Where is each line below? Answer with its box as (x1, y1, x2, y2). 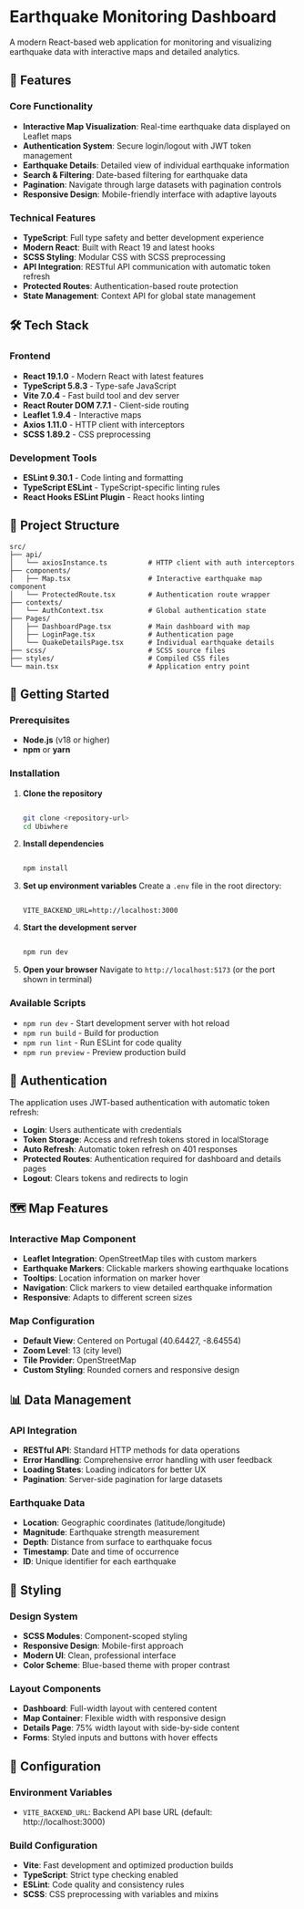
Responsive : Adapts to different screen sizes (22, 1292, 193, 1302)
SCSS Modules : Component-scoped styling (22, 1630, 188, 1641)
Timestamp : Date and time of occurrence (22, 1546, 179, 1557)
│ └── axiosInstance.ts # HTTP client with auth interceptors (9, 558, 296, 567)
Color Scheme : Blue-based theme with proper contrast (22, 1659, 230, 1670)
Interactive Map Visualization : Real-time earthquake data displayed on (22, 120, 291, 131)
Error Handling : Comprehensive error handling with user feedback (22, 1454, 273, 1465)
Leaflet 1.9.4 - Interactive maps (22, 409, 142, 420)
